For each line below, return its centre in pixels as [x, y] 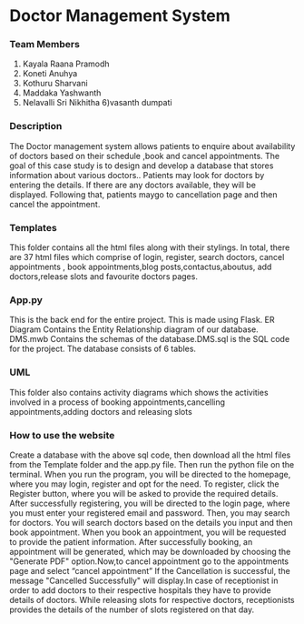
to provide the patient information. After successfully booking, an [131, 541]
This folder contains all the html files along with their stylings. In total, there [150, 247]
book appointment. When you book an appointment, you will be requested [148, 532]
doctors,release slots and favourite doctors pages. [103, 277]
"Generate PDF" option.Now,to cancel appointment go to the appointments [149, 561]
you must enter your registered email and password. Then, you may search [150, 513]
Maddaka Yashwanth [62, 93]
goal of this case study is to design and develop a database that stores [142, 166]
